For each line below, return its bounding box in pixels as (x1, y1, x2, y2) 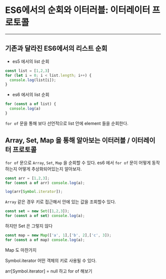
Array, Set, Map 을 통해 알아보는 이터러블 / (5, 136, 130, 145)
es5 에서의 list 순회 (12, 58, 49, 64)
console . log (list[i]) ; (9, 77, 56, 82)
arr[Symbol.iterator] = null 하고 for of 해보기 (5, 268, 93, 274)
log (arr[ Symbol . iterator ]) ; (5, 189, 63, 194)
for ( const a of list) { (5, 102, 56, 107)
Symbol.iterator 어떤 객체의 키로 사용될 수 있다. (5, 257, 97, 263)
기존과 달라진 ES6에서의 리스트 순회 (5, 44, 108, 53)
